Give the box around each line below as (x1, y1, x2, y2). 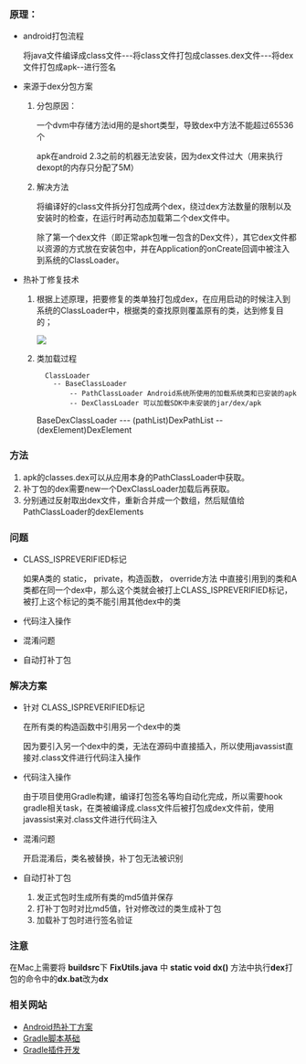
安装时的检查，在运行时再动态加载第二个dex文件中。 (36, 212, 235, 223)
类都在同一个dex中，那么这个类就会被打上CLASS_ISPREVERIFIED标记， (22, 584, 292, 596)
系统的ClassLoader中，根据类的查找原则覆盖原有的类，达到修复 (36, 305, 277, 317)
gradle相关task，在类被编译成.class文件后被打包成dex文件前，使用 (22, 802, 275, 813)
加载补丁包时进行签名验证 (36, 915, 133, 926)
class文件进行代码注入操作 (40, 752, 142, 763)
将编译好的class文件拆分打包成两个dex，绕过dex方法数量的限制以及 (36, 201, 292, 212)
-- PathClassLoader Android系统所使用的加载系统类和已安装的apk (69, 389, 297, 399)
